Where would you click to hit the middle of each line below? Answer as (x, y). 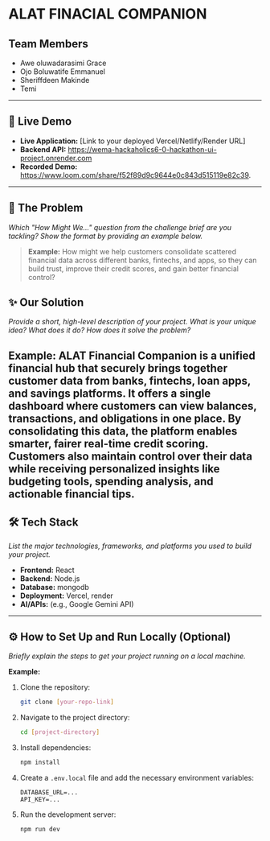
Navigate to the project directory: (75, 718)
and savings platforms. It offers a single (110, 393)
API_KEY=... (40, 800)
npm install (40, 763)
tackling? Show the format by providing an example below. (106, 236)
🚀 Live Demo (40, 122)
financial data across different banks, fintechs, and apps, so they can (142, 260)
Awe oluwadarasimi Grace (63, 63)
